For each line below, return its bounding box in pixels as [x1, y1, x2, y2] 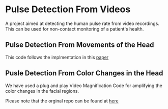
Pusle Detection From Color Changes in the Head [5, 69, 163, 77]
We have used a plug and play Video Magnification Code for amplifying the [5, 83, 163, 89]
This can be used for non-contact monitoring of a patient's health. [5, 25, 144, 32]
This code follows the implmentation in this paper [5, 54, 109, 60]
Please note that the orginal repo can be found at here [5, 98, 119, 104]
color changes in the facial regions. [5, 88, 79, 94]
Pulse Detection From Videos [5, 4, 131, 15]
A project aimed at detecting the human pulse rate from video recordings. [5, 20, 159, 26]
